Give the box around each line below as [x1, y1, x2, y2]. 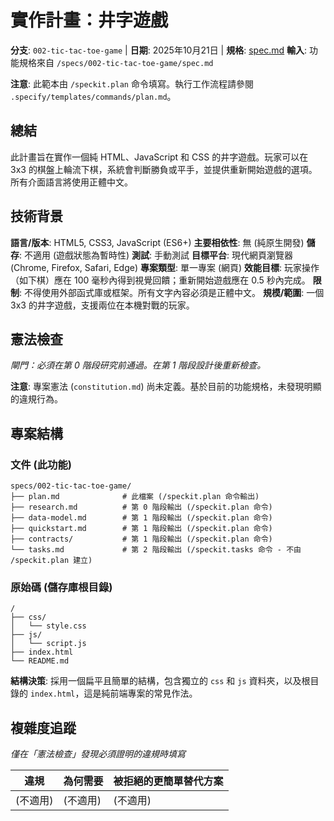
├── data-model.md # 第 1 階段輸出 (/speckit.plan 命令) [10, 513, 273, 523]
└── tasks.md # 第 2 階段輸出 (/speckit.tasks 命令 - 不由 [10, 545, 302, 555]
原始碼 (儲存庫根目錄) [10, 580, 113, 594]
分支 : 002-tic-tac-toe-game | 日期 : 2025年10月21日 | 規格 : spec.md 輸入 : [10, 44, 308, 56]
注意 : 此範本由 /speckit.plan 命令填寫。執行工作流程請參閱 [10, 77, 254, 90]
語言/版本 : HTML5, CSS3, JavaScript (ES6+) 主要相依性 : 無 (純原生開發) [10, 236, 305, 248]
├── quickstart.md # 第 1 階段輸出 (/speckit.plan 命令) [10, 524, 273, 534]
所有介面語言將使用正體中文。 [10, 176, 133, 188]
